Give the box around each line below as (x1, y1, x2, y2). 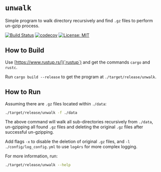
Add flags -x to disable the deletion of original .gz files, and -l (5, 138, 130, 144)
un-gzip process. (5, 23, 40, 29)
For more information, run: (5, 153, 58, 159)
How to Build (5, 46, 45, 54)
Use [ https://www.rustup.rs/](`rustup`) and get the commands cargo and (5, 59, 150, 65)
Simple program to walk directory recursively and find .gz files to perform (5, 17, 153, 23)
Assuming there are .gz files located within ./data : (5, 101, 107, 106)
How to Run (5, 88, 41, 96)
